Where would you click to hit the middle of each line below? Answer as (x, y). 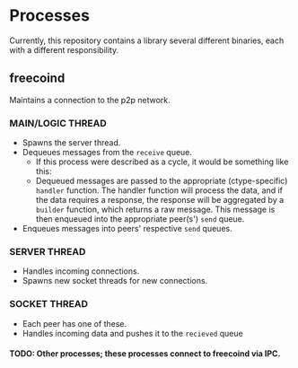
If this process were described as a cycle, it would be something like (162, 162)
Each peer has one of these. (74, 323)
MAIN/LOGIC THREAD (58, 123)
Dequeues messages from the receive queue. (107, 153)
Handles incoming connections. (81, 271)
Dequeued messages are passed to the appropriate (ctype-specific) (162, 181)
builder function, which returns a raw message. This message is (155, 210)
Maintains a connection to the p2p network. (90, 100)
